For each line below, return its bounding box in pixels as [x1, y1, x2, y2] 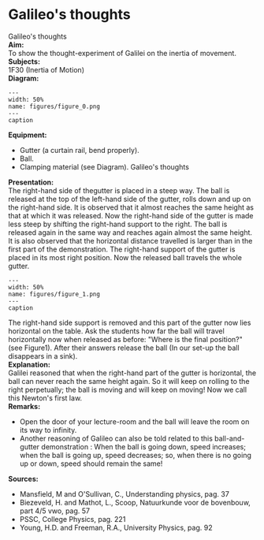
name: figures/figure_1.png [8, 290, 101, 298]
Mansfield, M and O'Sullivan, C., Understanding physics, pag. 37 [19, 489, 230, 498]
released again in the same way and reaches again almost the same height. [8, 227, 253, 237]
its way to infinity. [19, 425, 77, 434]
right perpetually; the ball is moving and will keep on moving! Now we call [8, 385, 247, 394]
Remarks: [8, 401, 41, 411]
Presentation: [8, 177, 54, 187]
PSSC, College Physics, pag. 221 [19, 514, 126, 523]
